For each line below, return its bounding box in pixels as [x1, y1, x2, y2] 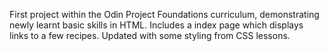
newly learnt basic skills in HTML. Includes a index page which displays [9, 19, 304, 31]
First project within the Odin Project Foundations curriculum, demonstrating [9, 9, 320, 20]
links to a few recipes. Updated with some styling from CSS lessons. [9, 30, 291, 41]
